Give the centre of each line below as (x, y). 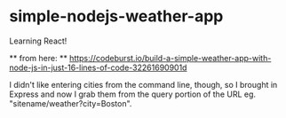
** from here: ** (39, 58)
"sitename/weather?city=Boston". (71, 103)
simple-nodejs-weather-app (116, 16)
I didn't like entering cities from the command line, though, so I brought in (143, 84)
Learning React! (38, 41)
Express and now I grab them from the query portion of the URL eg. (132, 94)
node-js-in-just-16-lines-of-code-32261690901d (98, 67)
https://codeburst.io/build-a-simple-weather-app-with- (171, 58)
